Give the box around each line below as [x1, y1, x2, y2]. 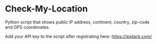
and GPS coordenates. [5, 24, 50, 30]
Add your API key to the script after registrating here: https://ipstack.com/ [5, 33, 152, 39]
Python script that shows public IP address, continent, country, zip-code [5, 19, 150, 25]
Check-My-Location [5, 3, 88, 14]
